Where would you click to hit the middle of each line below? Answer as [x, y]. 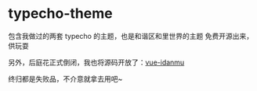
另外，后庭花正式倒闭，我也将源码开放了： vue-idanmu [96, 62]
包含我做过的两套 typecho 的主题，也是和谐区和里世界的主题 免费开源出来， [130, 36]
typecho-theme [60, 14]
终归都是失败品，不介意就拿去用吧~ [65, 79]
